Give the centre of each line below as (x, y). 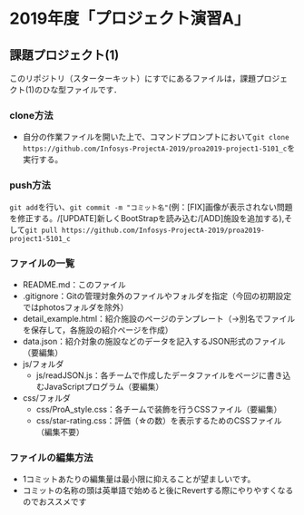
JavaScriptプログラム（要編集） (104, 386)
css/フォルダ (46, 398)
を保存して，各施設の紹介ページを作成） (98, 330)
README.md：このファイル (74, 284)
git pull (41, 230)
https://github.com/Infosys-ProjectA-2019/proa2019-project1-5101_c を (159, 148)
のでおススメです (54, 502)
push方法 (30, 185)
